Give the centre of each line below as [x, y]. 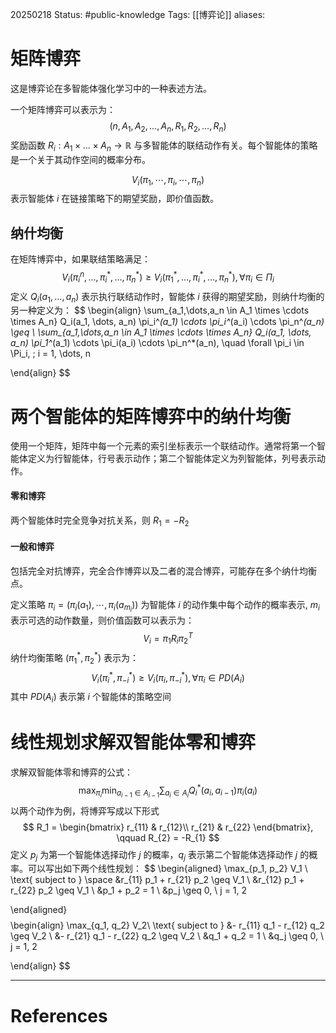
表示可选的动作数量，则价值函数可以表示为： [102, 620]
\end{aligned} [39, 910]
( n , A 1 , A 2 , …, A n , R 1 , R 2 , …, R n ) [168, 126]
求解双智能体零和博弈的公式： [71, 772]
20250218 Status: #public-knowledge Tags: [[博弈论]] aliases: [138, 14]
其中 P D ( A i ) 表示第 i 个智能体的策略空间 [91, 698]
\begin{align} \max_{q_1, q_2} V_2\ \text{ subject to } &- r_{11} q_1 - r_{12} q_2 [167, 925]
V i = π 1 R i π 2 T [168, 638]
